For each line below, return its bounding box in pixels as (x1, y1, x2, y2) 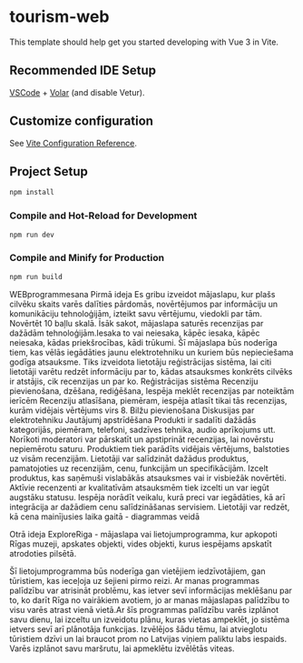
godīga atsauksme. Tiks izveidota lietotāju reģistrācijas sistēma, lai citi (9, 357, 272, 367)
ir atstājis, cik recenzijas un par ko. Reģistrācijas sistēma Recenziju (9, 376, 259, 387)
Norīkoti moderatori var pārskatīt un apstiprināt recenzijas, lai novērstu (9, 434, 274, 445)
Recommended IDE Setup (9, 63, 157, 78)
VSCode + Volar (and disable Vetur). (9, 86, 145, 97)
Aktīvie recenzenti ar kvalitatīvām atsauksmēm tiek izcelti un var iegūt (9, 482, 269, 493)
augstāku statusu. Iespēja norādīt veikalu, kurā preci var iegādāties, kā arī (9, 491, 286, 502)
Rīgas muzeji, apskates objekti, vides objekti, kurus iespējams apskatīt (9, 538, 272, 549)
